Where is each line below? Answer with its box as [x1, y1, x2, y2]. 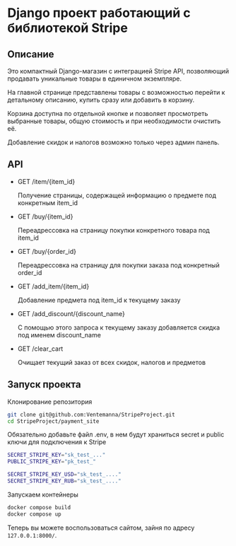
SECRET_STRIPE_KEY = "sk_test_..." [7, 451, 106, 459]
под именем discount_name [17, 330, 101, 339]
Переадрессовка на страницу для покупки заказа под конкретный [17, 260, 220, 269]
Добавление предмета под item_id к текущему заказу [17, 296, 181, 304]
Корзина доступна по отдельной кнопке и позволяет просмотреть [7, 110, 208, 117]
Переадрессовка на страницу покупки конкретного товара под [17, 226, 210, 234]
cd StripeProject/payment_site [7, 417, 100, 425]
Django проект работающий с [7, 5, 191, 21]
